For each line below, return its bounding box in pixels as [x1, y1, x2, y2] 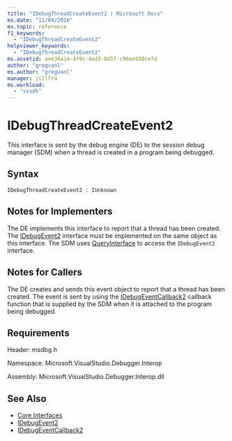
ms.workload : [7, 81, 45, 88]
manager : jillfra [7, 74, 58, 82]
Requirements [7, 327, 70, 339]
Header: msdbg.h [7, 346, 58, 354]
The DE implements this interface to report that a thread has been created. [7, 224, 221, 232]
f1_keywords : [7, 29, 45, 37]
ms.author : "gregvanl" [7, 68, 73, 75]
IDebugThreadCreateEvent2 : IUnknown [7, 186, 117, 193]
